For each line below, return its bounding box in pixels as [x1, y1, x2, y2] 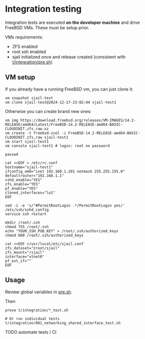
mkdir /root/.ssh [5, 220, 40, 225]
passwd [5, 152, 18, 157]
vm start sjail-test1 [5, 139, 49, 144]
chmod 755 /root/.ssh [5, 224, 49, 229]
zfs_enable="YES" [5, 182, 40, 187]
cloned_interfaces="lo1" [5, 190, 55, 195]
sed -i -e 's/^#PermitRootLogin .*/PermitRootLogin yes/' [5, 203, 125, 208]
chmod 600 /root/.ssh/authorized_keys [5, 233, 84, 238]
